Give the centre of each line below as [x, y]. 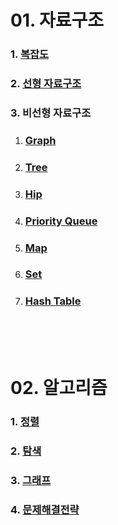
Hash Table [53, 301]
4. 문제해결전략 [45, 509]
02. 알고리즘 [59, 387]
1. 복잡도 [30, 54]
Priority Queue [61, 221]
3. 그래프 [31, 480]
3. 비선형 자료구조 [51, 113]
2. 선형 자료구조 [46, 84]
